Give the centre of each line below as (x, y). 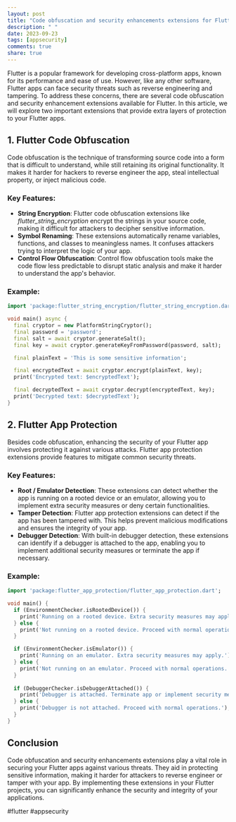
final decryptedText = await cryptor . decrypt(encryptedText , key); (114, 390)
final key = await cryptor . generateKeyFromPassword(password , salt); (117, 345)
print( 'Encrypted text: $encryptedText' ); (77, 377)
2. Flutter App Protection (62, 425)
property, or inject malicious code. (57, 180)
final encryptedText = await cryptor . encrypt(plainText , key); (108, 371)
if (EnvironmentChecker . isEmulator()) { (73, 649)
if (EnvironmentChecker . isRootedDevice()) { (80, 610)
